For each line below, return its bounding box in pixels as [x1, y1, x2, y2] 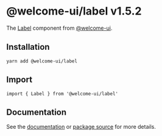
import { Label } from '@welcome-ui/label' [6, 90, 119, 97]
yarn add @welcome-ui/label [6, 58, 78, 64]
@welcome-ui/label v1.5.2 [6, 4, 142, 18]
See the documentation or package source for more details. [6, 123, 157, 131]
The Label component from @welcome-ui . [6, 24, 113, 32]
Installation [6, 42, 50, 52]
